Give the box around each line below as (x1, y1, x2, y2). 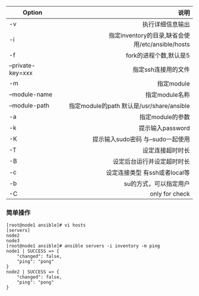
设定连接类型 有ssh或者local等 (105, 168, 190, 177)
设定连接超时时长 (142, 147, 190, 154)
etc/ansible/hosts (142, 40, 190, 48)
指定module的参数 (139, 113, 190, 121)
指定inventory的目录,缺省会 (108, 31, 184, 39)
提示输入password (139, 124, 190, 132)
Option (23, 8, 43, 17)
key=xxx (9, 69, 33, 77)
